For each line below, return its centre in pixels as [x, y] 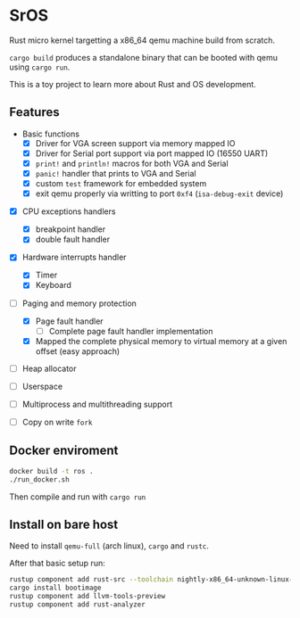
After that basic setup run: [57, 564]
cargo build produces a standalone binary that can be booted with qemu [144, 57]
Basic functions [51, 134]
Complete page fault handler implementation [131, 331]
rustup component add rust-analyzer [77, 605]
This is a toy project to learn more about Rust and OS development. [133, 84]
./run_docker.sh [39, 479]
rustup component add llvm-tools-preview [87, 597]
